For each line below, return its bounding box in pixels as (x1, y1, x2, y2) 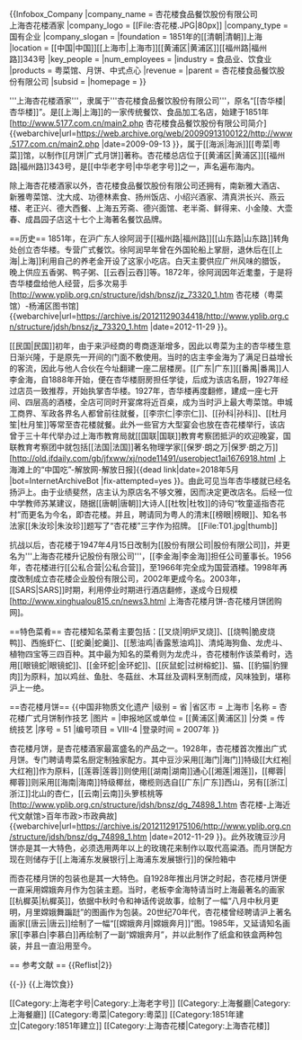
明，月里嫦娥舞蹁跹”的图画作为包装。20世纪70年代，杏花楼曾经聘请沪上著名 (9, 907, 292, 917)
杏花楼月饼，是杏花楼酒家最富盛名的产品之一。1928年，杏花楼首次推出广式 (9, 743, 288, 754)
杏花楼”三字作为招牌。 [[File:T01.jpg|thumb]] (113, 521, 279, 531)
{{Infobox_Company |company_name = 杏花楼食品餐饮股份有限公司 (9, 9, 258, 19)
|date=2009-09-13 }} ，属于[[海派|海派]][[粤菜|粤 (101, 139, 281, 149)
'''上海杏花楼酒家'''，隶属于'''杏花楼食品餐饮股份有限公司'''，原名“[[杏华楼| (9, 95, 286, 106)
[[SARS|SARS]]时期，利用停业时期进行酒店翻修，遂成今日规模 (9, 585, 238, 595)
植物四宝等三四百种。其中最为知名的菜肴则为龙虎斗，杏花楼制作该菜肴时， (9, 649, 285, 659)
